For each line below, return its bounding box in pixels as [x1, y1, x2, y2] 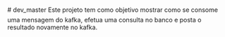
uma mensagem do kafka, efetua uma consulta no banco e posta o [7, 16, 202, 24]
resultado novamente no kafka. [7, 23, 98, 31]
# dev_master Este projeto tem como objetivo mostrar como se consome [7, 6, 219, 14]
